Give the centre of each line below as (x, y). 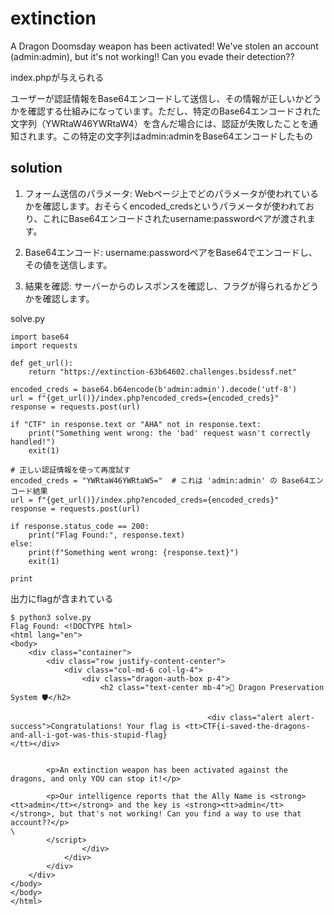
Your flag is (154, 726)
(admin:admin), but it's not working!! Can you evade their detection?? (152, 56)
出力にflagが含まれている (62, 598)
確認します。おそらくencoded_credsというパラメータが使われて (174, 206)
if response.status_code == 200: (80, 526)
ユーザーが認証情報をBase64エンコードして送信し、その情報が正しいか (157, 98)
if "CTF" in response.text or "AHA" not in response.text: (136, 424)
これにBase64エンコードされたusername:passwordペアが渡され (175, 218)
